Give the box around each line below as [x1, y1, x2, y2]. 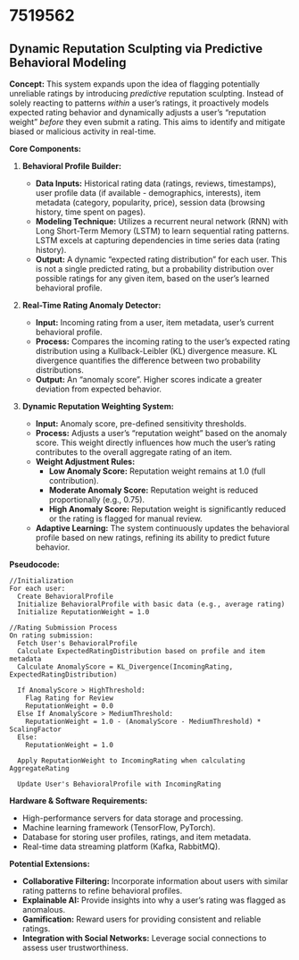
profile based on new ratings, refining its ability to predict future [35, 533, 270, 543]
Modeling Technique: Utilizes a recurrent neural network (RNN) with [35, 216, 288, 226]
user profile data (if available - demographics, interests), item [35, 188, 262, 198]
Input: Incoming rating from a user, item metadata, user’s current [35, 317, 275, 327]
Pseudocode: [9, 560, 61, 569]
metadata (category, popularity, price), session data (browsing [35, 198, 266, 207]
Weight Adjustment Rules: [35, 457, 136, 467]
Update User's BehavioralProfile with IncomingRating [17, 779, 221, 788]
